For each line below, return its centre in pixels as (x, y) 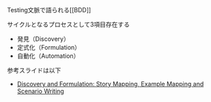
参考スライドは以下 (34, 70)
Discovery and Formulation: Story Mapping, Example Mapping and (110, 84)
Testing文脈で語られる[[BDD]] (49, 10)
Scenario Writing (41, 91)
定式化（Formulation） (48, 47)
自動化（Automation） (48, 56)
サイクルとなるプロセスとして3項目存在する (69, 24)
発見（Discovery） (43, 39)
